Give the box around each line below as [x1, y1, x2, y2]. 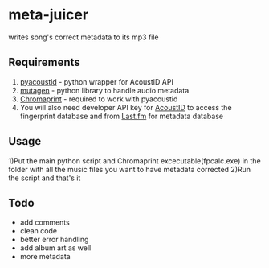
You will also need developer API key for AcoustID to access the [19, 102, 232, 112]
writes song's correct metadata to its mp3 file [8, 32, 159, 42]
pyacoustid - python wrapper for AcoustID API [19, 76, 174, 86]
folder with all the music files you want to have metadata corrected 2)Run [8, 164, 251, 174]
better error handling [19, 235, 89, 245]
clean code [19, 226, 58, 236]
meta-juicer [8, 6, 89, 24]
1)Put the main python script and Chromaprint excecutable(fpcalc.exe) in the [8, 155, 261, 166]
